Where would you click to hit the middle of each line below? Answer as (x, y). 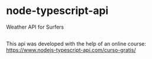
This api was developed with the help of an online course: (76, 44)
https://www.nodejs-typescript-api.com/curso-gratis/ (71, 50)
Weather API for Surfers (35, 27)
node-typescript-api (57, 11)
